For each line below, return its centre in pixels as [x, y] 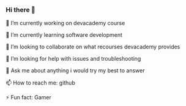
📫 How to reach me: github [41, 83]
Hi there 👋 [21, 10]
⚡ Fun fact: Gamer [28, 97]
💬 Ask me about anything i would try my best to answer [75, 70]
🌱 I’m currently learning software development [64, 35]
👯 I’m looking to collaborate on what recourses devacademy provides [93, 47]
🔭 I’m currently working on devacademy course [65, 23]
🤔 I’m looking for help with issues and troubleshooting [73, 59]
